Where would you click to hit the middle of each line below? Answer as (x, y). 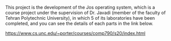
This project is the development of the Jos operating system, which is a (80, 7)
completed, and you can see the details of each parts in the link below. (79, 23)
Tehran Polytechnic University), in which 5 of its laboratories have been (80, 18)
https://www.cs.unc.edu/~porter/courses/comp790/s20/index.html (76, 33)
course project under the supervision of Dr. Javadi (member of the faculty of (85, 13)
